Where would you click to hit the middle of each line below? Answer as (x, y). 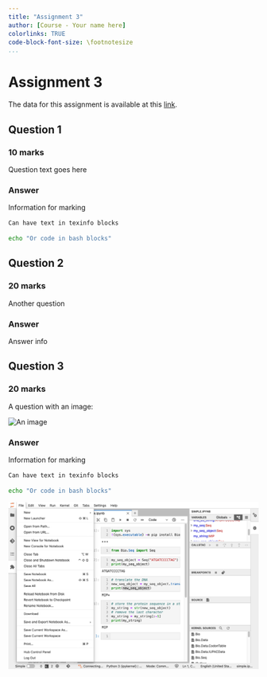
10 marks (26, 152)
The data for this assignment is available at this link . (93, 104)
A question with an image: (51, 406)
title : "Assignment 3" (46, 17)
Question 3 (36, 366)
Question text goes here (48, 169)
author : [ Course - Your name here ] (67, 25)
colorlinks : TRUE (37, 33)
